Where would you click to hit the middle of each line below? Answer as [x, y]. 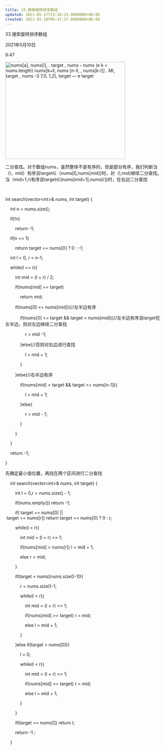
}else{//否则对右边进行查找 [48, 345]
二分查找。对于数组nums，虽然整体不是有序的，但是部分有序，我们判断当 [81, 167]
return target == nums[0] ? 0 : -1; [49, 248]
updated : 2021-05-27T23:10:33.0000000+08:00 [53, 15]
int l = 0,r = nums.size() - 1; [43, 493]
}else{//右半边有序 [34, 375]
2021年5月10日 [21, 45]
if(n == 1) [19, 238]
